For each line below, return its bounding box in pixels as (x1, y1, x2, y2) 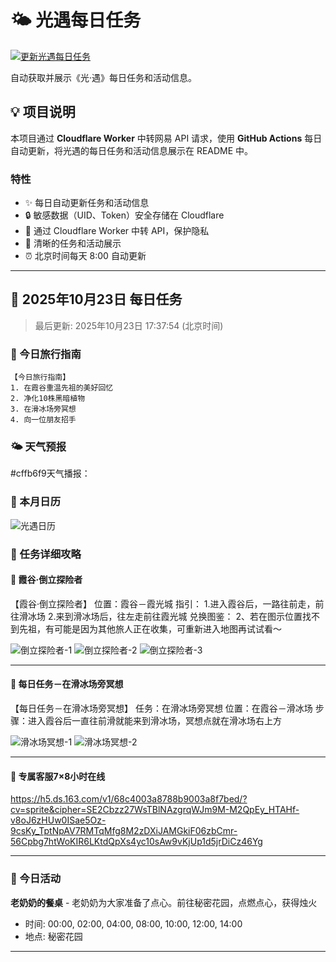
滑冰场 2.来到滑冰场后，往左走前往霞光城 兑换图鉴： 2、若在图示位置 (18, 610, 303, 622)
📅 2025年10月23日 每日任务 (10, 291, 183, 308)
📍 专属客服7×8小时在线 (10, 770, 106, 782)
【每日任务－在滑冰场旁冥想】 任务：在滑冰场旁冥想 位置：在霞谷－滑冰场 (10, 702, 313, 715)
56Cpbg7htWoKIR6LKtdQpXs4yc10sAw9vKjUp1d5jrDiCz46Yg (10, 836, 263, 848)
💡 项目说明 (10, 104, 76, 121)
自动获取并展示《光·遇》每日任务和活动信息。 (10, 71, 198, 83)
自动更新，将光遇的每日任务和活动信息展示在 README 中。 (10, 144, 254, 156)
